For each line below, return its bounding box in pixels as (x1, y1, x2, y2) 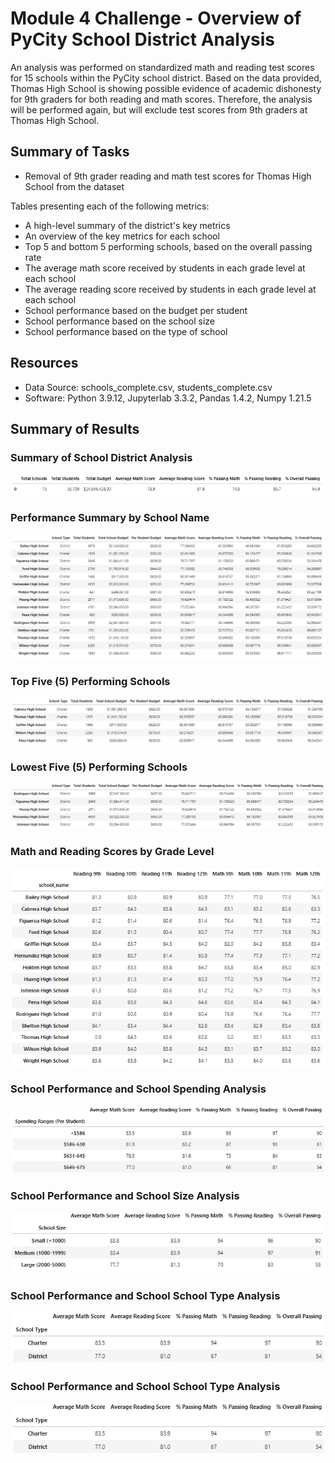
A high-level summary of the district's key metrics (24, 219, 231, 231)
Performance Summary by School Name (10, 511, 210, 525)
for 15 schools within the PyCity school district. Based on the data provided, (10, 72, 322, 84)
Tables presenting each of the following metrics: (10, 200, 210, 212)
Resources (10, 355, 79, 372)
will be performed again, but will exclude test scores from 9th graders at (10, 103, 308, 116)
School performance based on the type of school (24, 325, 228, 337)
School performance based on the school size (24, 315, 215, 327)
